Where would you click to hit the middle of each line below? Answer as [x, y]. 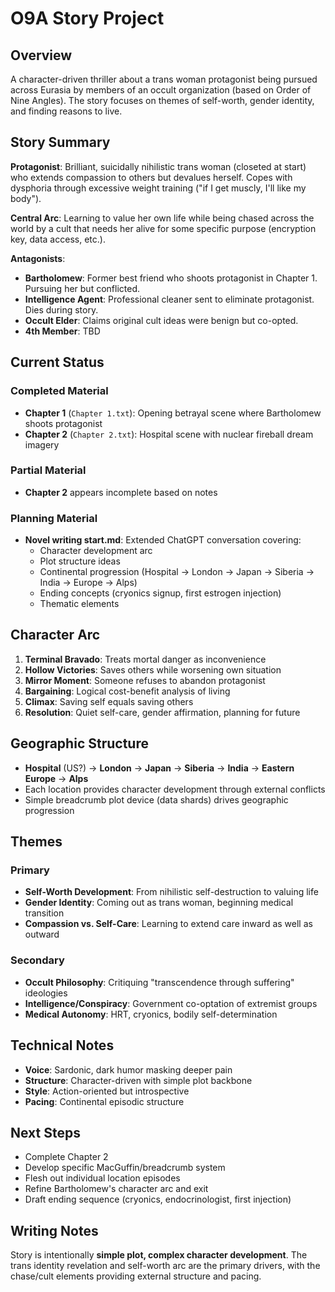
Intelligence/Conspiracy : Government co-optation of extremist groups [171, 1003]
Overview [41, 55]
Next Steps [45, 1132]
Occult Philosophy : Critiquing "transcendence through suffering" [159, 982]
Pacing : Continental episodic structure [104, 1101]
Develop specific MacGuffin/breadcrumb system [125, 1168]
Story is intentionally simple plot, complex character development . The [159, 1255]
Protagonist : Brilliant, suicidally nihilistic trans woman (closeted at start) [158, 166]
